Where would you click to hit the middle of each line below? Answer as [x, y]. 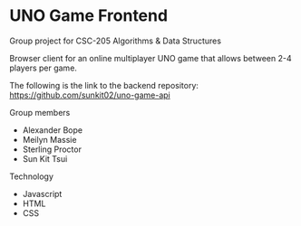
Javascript [42, 193]
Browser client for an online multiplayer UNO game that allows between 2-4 [150, 58]
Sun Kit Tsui [45, 158]
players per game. [43, 68]
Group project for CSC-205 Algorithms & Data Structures [116, 41]
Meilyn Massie [49, 139]
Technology [32, 176]
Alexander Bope [53, 130]
